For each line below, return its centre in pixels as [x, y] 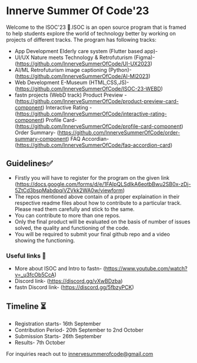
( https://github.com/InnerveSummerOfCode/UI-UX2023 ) [84, 64]
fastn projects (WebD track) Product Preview [69, 95]
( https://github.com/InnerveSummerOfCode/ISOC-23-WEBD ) [89, 88]
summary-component [41, 138]
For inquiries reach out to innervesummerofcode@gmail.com [80, 354]
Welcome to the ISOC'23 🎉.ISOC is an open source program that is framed [96, 27]
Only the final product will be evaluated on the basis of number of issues [102, 222]
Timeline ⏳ [26, 307]
